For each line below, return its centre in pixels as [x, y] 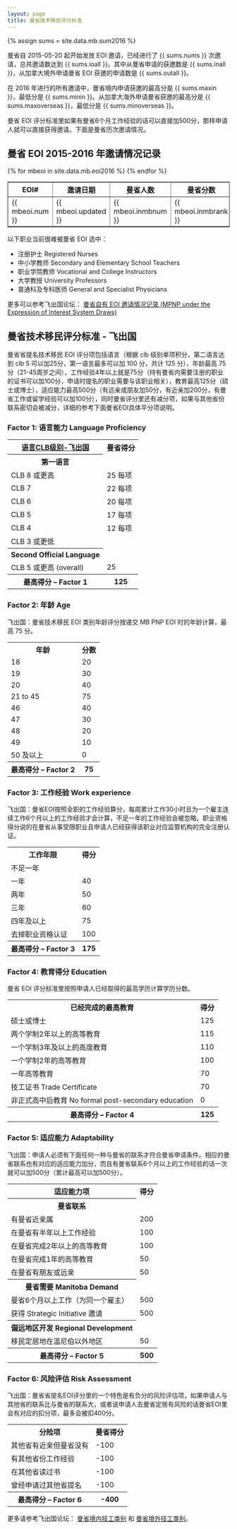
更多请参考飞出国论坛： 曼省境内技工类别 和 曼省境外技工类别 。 [99, 1518]
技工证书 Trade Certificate [54, 1087]
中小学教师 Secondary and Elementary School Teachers [98, 263]
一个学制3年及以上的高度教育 [59, 1047]
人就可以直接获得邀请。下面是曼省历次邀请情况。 [78, 129]
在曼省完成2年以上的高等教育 [59, 1246]
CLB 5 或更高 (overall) [48, 568]
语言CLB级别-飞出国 [55, 448]
